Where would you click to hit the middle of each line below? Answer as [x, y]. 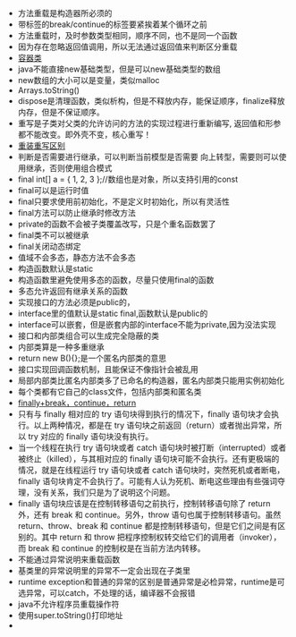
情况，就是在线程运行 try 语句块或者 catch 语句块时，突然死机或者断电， [151, 470]
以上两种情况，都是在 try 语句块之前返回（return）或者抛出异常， [154, 425]
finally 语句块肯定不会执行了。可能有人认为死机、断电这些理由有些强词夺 [152, 481]
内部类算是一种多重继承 [61, 347]
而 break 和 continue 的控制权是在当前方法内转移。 [111, 548]
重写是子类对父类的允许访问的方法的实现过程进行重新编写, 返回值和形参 [149, 123]
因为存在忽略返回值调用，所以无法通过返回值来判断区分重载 [127, 47]
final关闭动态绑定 [49, 246]
